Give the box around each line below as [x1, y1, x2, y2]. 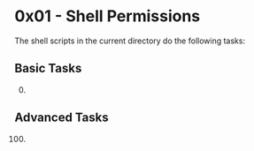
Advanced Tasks [14, 110, 109, 125]
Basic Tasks [14, 61, 82, 76]
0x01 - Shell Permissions [14, 6, 201, 26]
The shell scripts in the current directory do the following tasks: [14, 35, 246, 46]
